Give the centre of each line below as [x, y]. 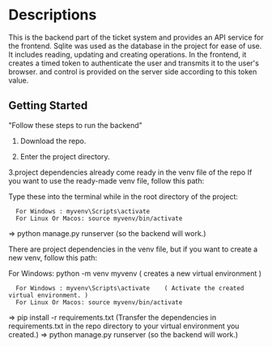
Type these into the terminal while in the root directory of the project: [123, 197]
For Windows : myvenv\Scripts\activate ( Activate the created [130, 288]
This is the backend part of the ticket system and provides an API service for [136, 37]
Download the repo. [53, 141]
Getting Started [48, 106]
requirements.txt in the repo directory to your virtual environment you [124, 326]
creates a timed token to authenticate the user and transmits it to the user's [134, 63]
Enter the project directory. [65, 156]
